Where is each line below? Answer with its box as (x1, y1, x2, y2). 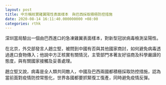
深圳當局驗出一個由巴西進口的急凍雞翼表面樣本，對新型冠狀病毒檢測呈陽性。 (5, 35, 161, 41)
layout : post (5, 7, 32, 12)
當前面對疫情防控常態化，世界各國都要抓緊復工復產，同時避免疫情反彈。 (5, 75, 152, 81)
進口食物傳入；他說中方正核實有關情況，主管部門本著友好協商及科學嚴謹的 (9, 52, 161, 58)
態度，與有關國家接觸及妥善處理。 (5, 58, 75, 64)
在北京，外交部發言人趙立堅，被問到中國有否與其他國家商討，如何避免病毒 (5, 45, 157, 52)
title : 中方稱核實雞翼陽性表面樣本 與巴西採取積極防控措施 (5, 12, 113, 17)
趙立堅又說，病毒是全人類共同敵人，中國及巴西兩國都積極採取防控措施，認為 (5, 69, 161, 75)
